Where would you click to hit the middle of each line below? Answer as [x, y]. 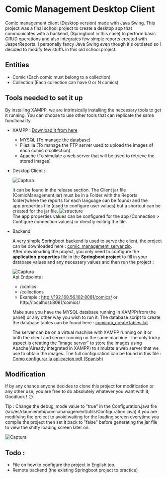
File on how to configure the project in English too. [64, 465]
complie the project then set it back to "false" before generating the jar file [81, 422]
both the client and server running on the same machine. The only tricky [86, 337]
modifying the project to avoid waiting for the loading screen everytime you [82, 417]
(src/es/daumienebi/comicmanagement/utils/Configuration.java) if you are [81, 412]
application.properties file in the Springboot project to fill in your [80, 257]
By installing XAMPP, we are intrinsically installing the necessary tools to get [83, 110]
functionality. [19, 120]
